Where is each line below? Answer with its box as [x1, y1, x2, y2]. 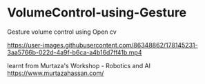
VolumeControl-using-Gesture [7, 5, 187, 21]
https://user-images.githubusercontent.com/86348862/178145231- [7, 41, 198, 49]
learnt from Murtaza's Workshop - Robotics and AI [7, 61, 150, 70]
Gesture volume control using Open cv [7, 28, 117, 36]
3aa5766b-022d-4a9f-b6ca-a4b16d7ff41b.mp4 [7, 48, 142, 56]
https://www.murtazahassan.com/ [7, 69, 104, 77]
